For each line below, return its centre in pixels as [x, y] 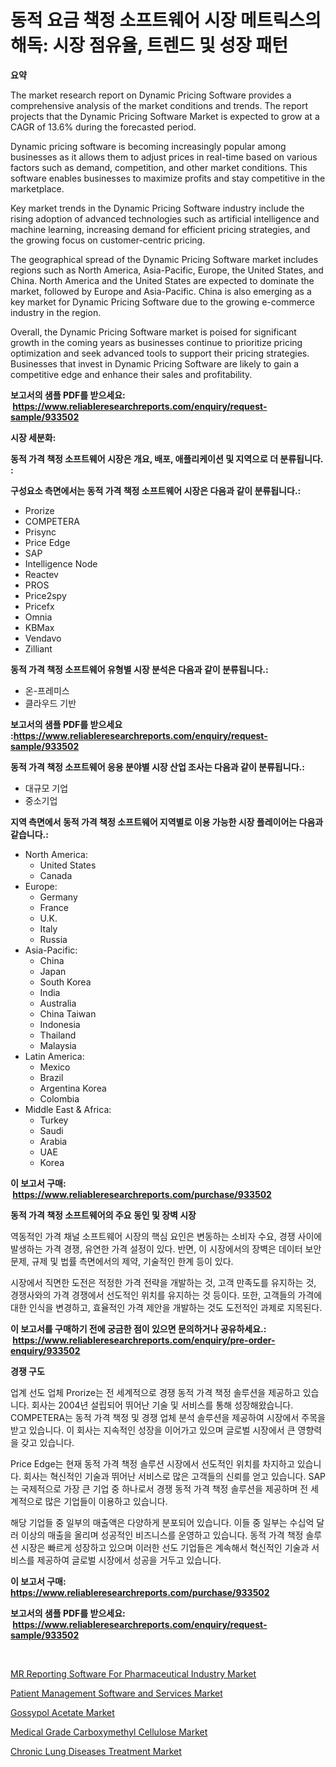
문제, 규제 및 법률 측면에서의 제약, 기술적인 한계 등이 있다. [122, 1261]
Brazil [51, 1077]
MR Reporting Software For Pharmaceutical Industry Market [133, 1673]
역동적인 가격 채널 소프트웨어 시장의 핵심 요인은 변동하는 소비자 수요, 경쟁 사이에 [166, 1236]
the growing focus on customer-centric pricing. [108, 240]
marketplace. [37, 188]
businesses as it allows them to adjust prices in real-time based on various [164, 157]
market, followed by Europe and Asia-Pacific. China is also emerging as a [161, 291]
